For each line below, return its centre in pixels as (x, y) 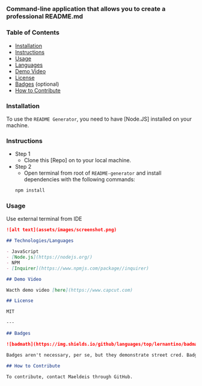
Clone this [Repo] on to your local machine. (77, 160)
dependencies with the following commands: (79, 179)
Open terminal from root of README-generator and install (93, 173)
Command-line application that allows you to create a (86, 9)
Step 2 (23, 167)
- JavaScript (23, 252)
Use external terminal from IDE (44, 219)
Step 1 (23, 154)
